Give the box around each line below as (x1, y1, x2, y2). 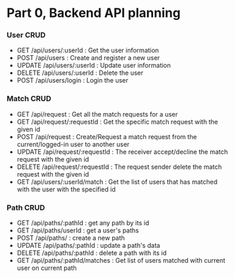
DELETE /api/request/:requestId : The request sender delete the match (16, 162, 222, 171)
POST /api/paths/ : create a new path (16, 234, 125, 242)
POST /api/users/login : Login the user (16, 76, 128, 85)
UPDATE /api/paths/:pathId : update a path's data (16, 242, 160, 250)
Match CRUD (6, 94, 52, 104)
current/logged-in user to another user (16, 140, 130, 148)
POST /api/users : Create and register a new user (16, 54, 160, 62)
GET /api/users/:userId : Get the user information (16, 46, 159, 54)
